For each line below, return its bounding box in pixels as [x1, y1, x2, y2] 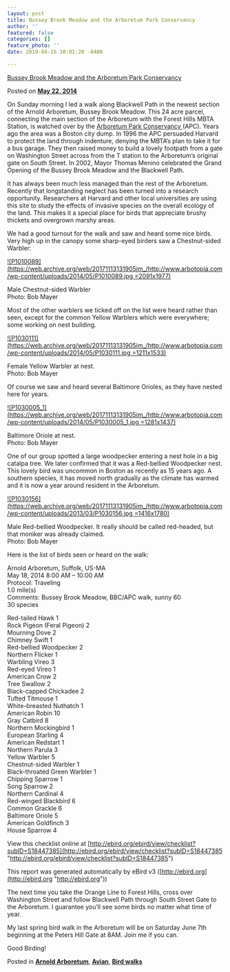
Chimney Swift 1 [7, 635, 53, 644]
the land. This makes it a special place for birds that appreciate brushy [7, 208, 207, 217]
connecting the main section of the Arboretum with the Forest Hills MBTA [7, 114, 214, 123]
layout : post [7, 10, 45, 17]
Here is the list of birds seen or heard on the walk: [7, 550, 149, 559]
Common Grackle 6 [7, 804, 63, 812]
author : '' [7, 23, 39, 30]
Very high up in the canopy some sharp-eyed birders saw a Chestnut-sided [7, 236, 222, 245]
